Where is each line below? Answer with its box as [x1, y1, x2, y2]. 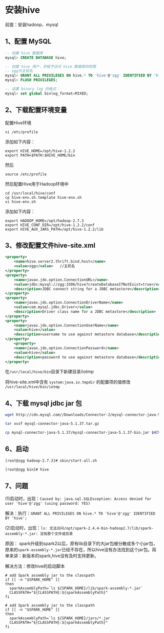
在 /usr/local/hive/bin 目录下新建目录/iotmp [5, 369, 94, 375]
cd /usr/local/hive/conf [5, 190, 56, 196]
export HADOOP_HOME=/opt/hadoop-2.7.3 [5, 218, 84, 223]
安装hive [5, 4, 40, 16]
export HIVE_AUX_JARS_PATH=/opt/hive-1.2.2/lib [5, 227, 104, 232]
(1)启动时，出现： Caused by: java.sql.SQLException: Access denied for [5, 495, 152, 502]
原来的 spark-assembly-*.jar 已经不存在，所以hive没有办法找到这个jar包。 [5, 547, 152, 553]
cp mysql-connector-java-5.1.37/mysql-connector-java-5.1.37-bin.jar [5, 430, 150, 435]
